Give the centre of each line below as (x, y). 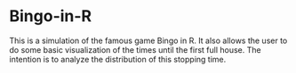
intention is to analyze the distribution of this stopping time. (118, 59)
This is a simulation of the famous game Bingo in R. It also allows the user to (148, 40)
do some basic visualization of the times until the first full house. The (135, 49)
